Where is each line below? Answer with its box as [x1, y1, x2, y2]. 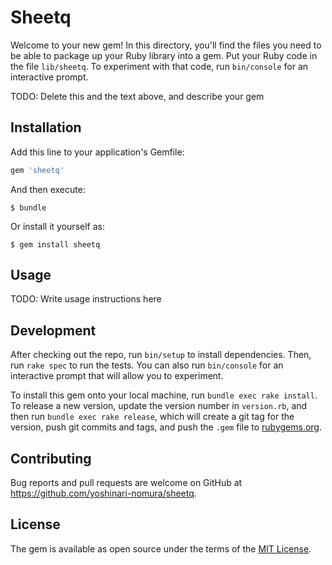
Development [10, 322, 97, 339]
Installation [10, 119, 82, 136]
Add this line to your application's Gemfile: [10, 146, 185, 158]
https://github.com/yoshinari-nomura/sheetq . [10, 487, 197, 500]
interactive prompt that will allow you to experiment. [10, 370, 224, 382]
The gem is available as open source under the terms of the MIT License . [10, 542, 312, 555]
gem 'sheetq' [10, 165, 65, 175]
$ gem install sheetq [10, 239, 101, 250]
